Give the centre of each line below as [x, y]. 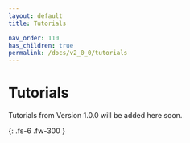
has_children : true [41, 45]
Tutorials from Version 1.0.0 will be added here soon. [95, 116]
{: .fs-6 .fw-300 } [37, 131]
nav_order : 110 [34, 38]
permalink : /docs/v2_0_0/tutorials [68, 53]
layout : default [35, 16]
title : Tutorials [37, 23]
